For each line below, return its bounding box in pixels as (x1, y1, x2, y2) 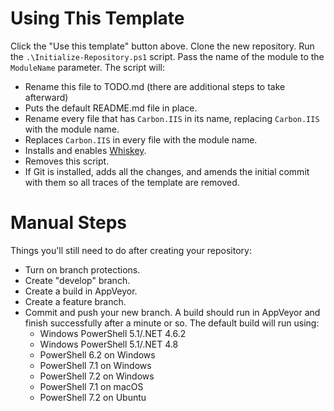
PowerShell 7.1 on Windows (39, 359, 152, 371)
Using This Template (10, 7, 185, 30)
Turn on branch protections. (24, 263, 141, 276)
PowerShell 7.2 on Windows (39, 370, 155, 382)
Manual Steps (10, 212, 128, 234)
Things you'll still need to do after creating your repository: (10, 244, 252, 256)
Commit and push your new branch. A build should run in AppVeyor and (24, 306, 321, 318)
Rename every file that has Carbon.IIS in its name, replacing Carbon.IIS (24, 112, 320, 124)
